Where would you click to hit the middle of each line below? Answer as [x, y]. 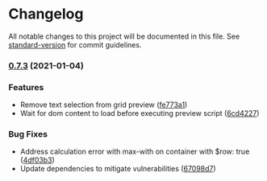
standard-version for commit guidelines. [75, 44]
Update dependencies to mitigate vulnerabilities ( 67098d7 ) [118, 169]
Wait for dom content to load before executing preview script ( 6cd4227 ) [140, 113]
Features [26, 87]
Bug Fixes [28, 134]
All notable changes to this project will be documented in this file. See [124, 36]
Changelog [46, 14]
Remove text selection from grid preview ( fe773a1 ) [104, 105]
